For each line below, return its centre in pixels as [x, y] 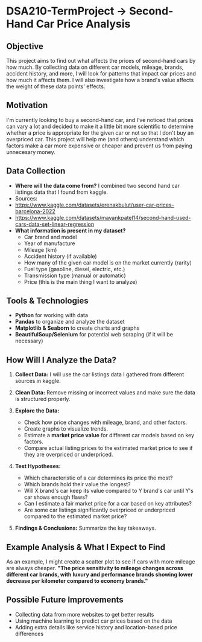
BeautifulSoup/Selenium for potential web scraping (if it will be [94, 335]
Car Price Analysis [83, 24]
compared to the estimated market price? [75, 516]
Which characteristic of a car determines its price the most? [98, 478]
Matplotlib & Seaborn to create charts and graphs [77, 328]
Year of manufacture [49, 243]
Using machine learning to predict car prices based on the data [93, 621]
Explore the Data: [37, 411]
